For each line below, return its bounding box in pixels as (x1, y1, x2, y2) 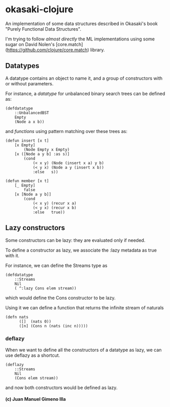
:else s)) (32, 169, 58, 174)
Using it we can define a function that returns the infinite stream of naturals (5, 304, 164, 310)
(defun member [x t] (5, 178, 50, 184)
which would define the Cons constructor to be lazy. (5, 295, 116, 301)
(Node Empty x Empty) (24, 147, 70, 152)
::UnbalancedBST (14, 110, 50, 116)
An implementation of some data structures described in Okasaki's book (5, 20, 158, 27)
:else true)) (32, 210, 66, 215)
